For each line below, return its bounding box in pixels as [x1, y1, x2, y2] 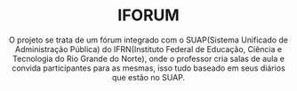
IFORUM [117, 5, 180, 26]
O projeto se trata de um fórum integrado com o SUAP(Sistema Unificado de [8, 34, 289, 45]
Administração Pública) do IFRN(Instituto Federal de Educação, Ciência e [15, 43, 282, 54]
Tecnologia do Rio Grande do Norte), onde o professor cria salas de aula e [12, 53, 285, 64]
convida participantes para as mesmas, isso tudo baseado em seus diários [12, 63, 285, 73]
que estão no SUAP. [111, 72, 186, 82]
